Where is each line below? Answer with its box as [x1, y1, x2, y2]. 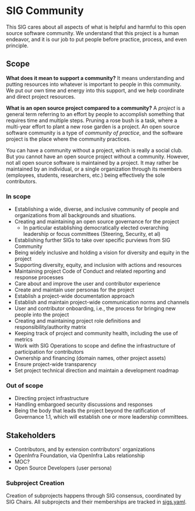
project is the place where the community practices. [6, 135, 131, 142]
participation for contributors [14, 349, 84, 356]
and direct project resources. [6, 93, 76, 100]
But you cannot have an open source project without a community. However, [6, 153, 190, 160]
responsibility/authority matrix [14, 324, 87, 331]
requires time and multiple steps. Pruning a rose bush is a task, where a [6, 117, 178, 124]
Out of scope [6, 381, 44, 390]
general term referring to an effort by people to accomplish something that [6, 110, 185, 117]
